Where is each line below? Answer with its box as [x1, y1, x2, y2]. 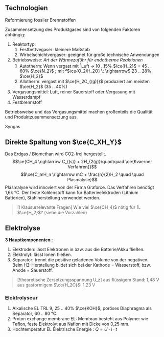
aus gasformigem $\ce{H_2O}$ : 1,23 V [17, 282, 95, 288]
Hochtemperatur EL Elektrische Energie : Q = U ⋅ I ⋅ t [12, 326, 117, 332]
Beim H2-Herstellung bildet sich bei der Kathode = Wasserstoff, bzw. [12, 262, 151, 268]
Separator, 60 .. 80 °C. [12, 310, 58, 316]
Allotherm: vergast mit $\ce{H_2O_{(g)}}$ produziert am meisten [19, 79, 150, 84]
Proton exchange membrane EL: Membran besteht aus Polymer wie [12, 316, 148, 322]
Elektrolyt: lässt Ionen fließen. [12, 252, 72, 257]
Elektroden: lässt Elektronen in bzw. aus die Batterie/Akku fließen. [12, 247, 145, 253]
